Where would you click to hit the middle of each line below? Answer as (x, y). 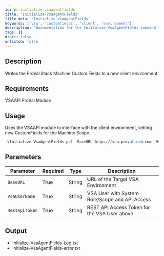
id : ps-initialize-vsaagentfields (40, 10)
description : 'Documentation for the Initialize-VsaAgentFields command (81, 28)
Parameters (23, 157)
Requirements (27, 89)
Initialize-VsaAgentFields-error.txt (46, 248)
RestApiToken (23, 210)
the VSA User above (110, 213)
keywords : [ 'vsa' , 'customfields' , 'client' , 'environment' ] (69, 23)
